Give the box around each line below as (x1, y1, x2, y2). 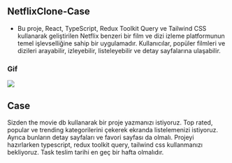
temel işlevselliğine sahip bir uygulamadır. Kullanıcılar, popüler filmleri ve (17, 38, 226, 48)
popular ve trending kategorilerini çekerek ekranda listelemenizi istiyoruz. (7, 125, 219, 134)
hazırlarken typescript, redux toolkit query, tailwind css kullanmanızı (7, 140, 203, 149)
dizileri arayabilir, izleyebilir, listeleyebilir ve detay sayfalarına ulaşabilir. (17, 46, 222, 55)
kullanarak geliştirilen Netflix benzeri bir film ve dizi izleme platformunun (17, 31, 225, 40)
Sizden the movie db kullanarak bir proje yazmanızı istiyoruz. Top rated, (7, 118, 213, 127)
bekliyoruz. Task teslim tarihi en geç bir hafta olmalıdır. (7, 148, 164, 156)
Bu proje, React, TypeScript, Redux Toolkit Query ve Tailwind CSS (17, 24, 207, 32)
